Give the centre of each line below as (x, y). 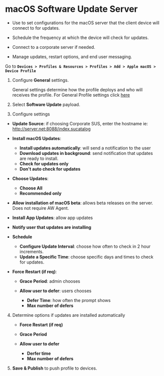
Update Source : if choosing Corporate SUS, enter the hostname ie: (80, 123)
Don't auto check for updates (50, 169)
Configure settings (31, 114)
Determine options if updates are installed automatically (68, 315)
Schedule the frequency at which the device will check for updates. (80, 38)
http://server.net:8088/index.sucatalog (51, 129)
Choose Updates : (30, 178)
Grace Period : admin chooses (50, 281)
